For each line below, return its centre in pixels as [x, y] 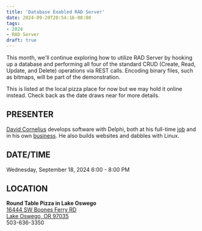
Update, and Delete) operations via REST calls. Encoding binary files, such [100, 70]
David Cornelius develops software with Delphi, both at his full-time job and [101, 129]
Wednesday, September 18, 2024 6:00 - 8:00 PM [68, 169]
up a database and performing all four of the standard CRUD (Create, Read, [101, 64]
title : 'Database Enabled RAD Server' [56, 12]
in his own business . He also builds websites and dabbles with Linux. [93, 135]
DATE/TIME [28, 155]
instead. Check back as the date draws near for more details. [83, 95]
